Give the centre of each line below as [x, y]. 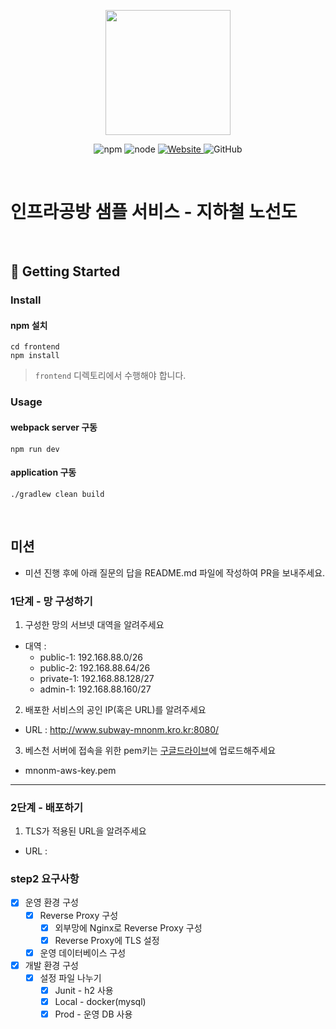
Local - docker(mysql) [100, 1001]
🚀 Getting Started [65, 271]
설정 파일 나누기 [70, 977]
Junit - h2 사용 [84, 990]
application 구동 [43, 472]
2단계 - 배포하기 [47, 807]
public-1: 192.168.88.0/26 [91, 657]
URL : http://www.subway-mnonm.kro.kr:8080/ [122, 729]
